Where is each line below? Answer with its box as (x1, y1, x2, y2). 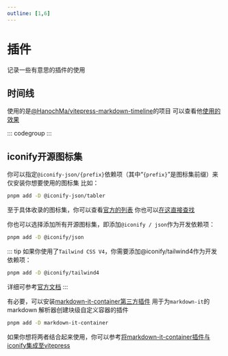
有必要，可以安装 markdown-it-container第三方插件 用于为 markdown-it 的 (7, 297, 210, 305)
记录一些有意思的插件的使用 (7, 66, 86, 74)
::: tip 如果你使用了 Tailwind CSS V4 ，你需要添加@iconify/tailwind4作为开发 (7, 247, 218, 255)
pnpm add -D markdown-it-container (7, 319, 109, 326)
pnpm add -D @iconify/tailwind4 (7, 269, 99, 276)
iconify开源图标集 (7, 151, 83, 162)
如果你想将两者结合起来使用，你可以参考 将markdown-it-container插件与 (7, 333, 211, 341)
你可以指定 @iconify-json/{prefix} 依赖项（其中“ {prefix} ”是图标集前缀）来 (7, 170, 219, 179)
